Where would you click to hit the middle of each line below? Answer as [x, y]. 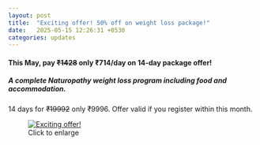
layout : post [30, 15]
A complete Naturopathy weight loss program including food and [118, 80]
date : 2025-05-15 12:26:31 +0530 [67, 30]
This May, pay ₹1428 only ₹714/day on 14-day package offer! [110, 62]
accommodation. [37, 89]
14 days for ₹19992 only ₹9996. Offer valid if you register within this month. [130, 109]
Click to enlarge [53, 132]
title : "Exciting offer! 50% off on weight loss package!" [109, 23]
